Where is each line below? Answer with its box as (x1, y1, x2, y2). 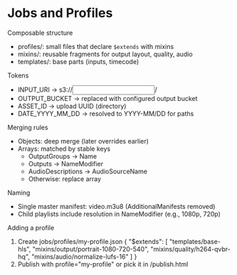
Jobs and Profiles (7, 5, 113, 21)
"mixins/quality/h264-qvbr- (150, 244, 231, 253)
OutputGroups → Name (28, 151, 98, 161)
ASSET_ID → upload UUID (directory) (17, 102, 127, 110)
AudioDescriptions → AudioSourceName (28, 167, 148, 176)
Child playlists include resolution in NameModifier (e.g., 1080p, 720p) (17, 210, 221, 218)
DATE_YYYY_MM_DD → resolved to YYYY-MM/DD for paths (17, 109, 194, 118)
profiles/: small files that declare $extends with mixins (17, 42, 174, 50)
